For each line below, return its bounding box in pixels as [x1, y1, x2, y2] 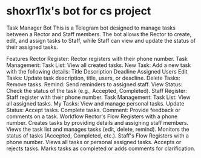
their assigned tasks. [6, 43, 59, 51]
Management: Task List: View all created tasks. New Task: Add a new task [6, 62, 191, 69]
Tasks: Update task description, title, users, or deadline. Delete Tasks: [6, 74, 180, 81]
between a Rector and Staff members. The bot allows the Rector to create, [6, 30, 192, 37]
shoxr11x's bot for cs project [6, 4, 151, 18]
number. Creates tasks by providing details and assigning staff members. [6, 119, 189, 126]
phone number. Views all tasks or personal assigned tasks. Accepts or [6, 138, 182, 145]
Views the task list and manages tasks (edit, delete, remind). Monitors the [6, 125, 189, 133]
